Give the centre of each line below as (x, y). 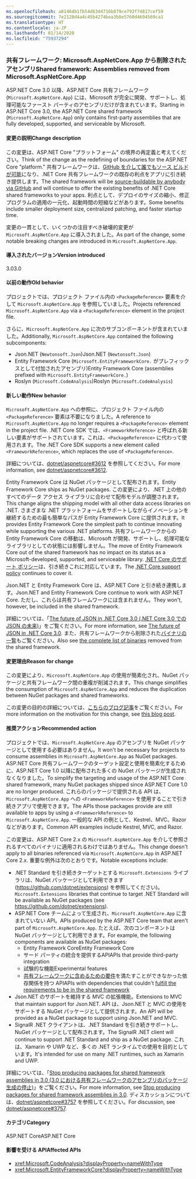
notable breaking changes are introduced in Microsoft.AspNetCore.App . (92, 241)
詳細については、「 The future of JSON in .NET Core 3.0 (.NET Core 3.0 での (96, 618)
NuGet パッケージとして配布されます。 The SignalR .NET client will (94, 1032)
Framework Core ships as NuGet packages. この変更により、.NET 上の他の (97, 490)
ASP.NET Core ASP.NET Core (41, 1136)
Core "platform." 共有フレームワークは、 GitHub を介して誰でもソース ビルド (97, 167)
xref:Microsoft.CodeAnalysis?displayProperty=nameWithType (88, 1163)
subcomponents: (26, 342)
